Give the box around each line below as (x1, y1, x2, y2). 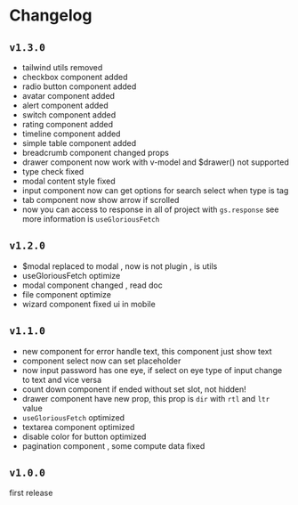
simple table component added (21, 138, 137, 148)
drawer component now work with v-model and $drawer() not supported (21, 157, 289, 167)
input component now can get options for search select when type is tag (21, 185, 289, 196)
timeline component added (21, 128, 121, 139)
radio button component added (21, 81, 137, 92)
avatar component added (21, 91, 116, 101)
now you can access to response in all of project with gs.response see (21, 204, 279, 215)
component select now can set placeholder (21, 355, 181, 366)
